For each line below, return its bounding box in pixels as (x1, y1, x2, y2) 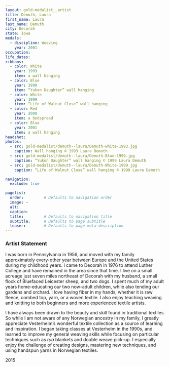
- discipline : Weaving (10, 40, 58, 46)
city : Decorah (5, 26, 36, 31)
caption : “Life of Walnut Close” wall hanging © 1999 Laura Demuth (14, 168, 160, 173)
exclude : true (10, 181, 40, 186)
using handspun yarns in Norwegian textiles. (5, 347, 98, 353)
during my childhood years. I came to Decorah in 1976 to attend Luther (5, 262, 153, 268)
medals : (5, 36, 22, 41)
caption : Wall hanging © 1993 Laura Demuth (14, 149, 108, 154)
